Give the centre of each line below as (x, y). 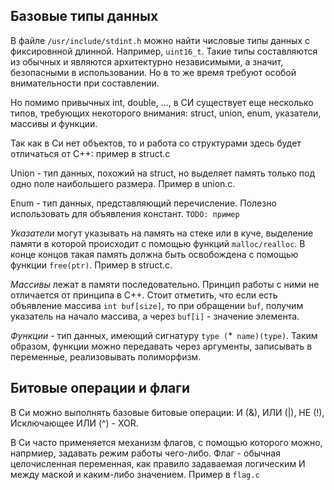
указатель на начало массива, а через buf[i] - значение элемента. (155, 316)
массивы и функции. (54, 123)
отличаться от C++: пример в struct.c (90, 153)
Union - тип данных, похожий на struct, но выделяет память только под (163, 173)
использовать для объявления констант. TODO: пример (125, 213)
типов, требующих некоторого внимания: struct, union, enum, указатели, (166, 113)
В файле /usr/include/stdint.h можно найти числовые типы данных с (160, 40)
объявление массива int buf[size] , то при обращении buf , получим (157, 305)
